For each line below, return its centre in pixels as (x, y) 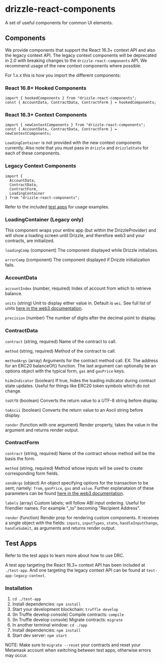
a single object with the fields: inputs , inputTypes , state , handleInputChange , (82, 523)
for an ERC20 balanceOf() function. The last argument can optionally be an (81, 365)
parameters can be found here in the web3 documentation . (65, 493)
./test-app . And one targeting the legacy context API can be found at (75, 570)
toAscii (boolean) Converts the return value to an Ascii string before (74, 410)
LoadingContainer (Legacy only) (44, 219)
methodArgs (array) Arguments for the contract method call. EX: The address (82, 361)
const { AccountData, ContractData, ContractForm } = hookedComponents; (81, 103)
